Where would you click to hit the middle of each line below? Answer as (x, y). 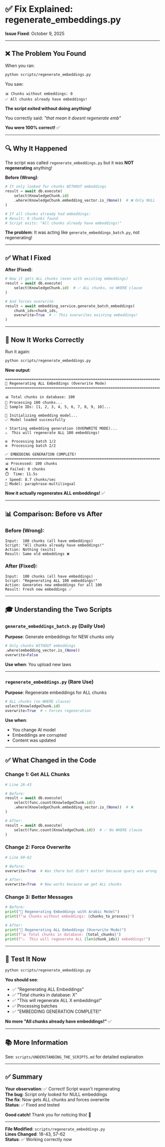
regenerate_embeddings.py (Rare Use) (49, 682)
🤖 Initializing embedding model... (41, 415)
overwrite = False (22, 655)
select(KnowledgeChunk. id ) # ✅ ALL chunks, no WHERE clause (78, 288)
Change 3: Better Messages (39, 897)
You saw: (14, 84)
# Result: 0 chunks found (31, 218)
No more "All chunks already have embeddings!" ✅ (58, 1021)
